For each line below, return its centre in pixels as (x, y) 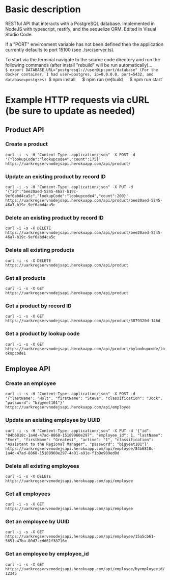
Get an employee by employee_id (47, 554)
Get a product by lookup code (42, 334)
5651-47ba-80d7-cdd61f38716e (36, 541)
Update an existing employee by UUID (53, 420)
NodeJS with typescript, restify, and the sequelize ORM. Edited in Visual (81, 29)
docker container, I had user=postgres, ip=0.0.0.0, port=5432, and (79, 74)
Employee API (28, 369)
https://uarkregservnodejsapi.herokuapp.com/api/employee (68, 407)
